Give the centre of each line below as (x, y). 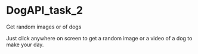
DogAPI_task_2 (45, 10)
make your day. (25, 45)
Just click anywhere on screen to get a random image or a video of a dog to (99, 38)
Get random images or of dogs (44, 27)
